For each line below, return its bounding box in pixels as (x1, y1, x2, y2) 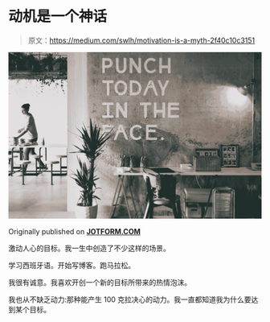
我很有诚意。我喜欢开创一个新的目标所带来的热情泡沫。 (8, 278, 191, 287)
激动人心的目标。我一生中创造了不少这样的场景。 (8, 243, 170, 254)
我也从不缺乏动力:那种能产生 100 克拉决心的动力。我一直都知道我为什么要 (8, 295, 252, 304)
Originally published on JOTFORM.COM (8, 227, 141, 237)
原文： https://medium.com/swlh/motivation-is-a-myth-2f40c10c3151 (27, 35, 256, 45)
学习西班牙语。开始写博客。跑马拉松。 (8, 261, 135, 270)
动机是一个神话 (8, 7, 108, 26)
